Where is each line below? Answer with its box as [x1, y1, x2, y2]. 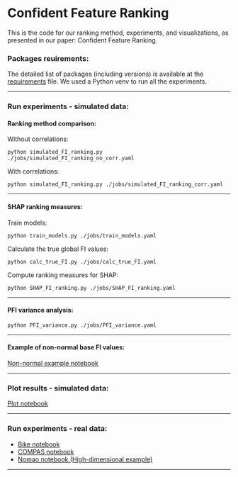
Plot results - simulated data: [7, 383, 109, 393]
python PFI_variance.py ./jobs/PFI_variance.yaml [7, 321, 157, 329]
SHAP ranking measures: [7, 202, 83, 211]
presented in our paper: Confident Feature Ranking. [7, 35, 158, 44]
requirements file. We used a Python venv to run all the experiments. [7, 77, 208, 86]
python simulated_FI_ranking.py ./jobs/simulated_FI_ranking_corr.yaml [7, 181, 223, 189]
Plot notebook [7, 399, 48, 408]
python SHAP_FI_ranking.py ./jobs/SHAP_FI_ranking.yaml [7, 284, 176, 291]
